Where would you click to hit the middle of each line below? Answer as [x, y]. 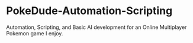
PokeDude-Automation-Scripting [89, 11]
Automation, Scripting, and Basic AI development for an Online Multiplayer [96, 27]
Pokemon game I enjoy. [35, 33]
